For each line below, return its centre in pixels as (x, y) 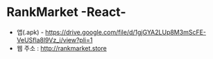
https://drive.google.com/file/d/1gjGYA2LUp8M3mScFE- (126, 32)
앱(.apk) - (30, 32)
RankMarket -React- (66, 12)
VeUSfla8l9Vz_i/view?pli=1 (54, 40)
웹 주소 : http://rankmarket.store (61, 48)
